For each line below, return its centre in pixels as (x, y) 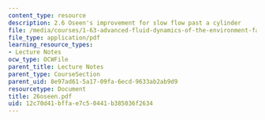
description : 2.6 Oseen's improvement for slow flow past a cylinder (125, 23)
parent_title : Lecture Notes (56, 67)
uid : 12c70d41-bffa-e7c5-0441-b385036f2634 (81, 103)
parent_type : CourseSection (54, 74)
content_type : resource (47, 15)
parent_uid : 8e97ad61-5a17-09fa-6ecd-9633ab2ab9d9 (93, 81)
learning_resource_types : (50, 45)
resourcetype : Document (47, 89)
